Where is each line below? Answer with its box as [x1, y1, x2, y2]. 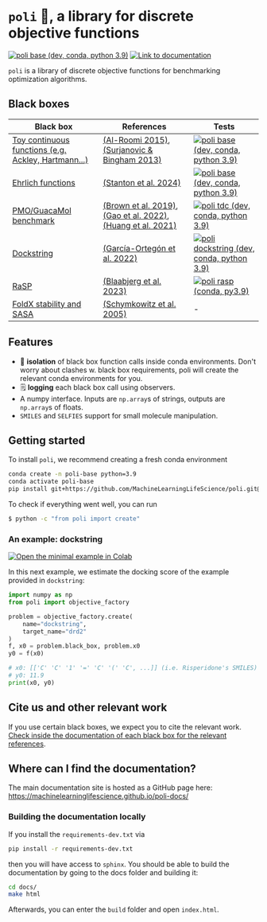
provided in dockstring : [8, 576, 85, 585]
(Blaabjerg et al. [103, 275, 161, 286]
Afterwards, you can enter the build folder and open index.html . [8, 904, 220, 914]
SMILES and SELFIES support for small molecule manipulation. [19, 410, 219, 420]
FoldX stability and [12, 298, 82, 309]
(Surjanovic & [103, 144, 153, 155]
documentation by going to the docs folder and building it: [8, 867, 199, 877]
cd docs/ [8, 883, 37, 891]
